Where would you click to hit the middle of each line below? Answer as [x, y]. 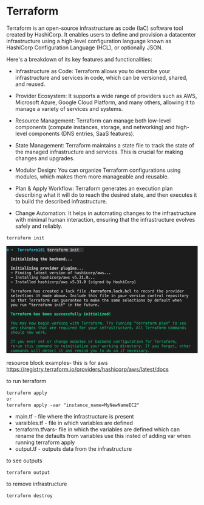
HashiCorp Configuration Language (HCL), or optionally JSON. [85, 48]
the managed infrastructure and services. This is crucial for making [99, 152]
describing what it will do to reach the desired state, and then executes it [106, 195]
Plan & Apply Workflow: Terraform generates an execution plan [94, 188]
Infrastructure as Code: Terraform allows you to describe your [93, 71]
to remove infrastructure [37, 484]
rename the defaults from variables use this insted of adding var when [103, 436]
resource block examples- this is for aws [57, 362]
